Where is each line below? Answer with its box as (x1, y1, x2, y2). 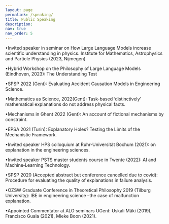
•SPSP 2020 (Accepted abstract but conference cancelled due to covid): (5, 172, 158, 178)
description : (5, 21, 33, 27)
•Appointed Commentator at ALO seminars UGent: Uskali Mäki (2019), (5, 208, 152, 213)
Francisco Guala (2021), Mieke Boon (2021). (5, 213, 97, 219)
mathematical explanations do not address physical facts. (5, 101, 126, 107)
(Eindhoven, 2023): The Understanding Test (5, 71, 97, 77)
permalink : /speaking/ (5, 12, 53, 17)
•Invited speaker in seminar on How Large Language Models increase (5, 45, 151, 51)
